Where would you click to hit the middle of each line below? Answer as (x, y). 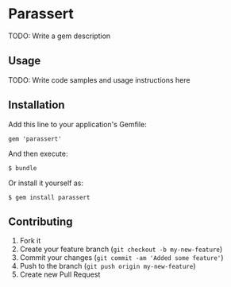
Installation (37, 105)
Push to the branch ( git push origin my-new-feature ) (108, 266)
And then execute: (38, 153)
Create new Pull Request (60, 274)
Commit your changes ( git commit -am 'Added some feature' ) (121, 258)
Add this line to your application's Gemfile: (77, 124)
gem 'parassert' (35, 139)
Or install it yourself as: (46, 183)
